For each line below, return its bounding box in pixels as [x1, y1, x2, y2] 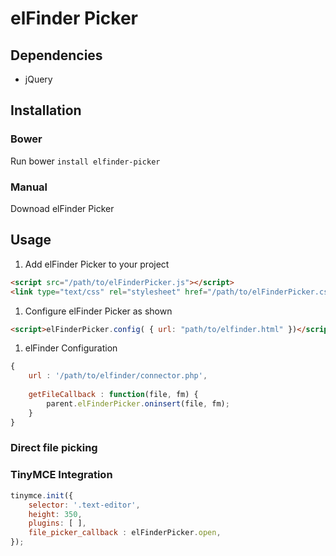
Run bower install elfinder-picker [10, 155, 161, 167]
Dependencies [10, 47, 103, 64]
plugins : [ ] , [28, 518, 87, 529]
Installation [10, 102, 82, 119]
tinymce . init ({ [10, 490, 74, 501]
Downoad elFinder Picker [10, 202, 115, 214]
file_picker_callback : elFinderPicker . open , [28, 528, 222, 538]
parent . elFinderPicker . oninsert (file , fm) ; [46, 398, 230, 409]
